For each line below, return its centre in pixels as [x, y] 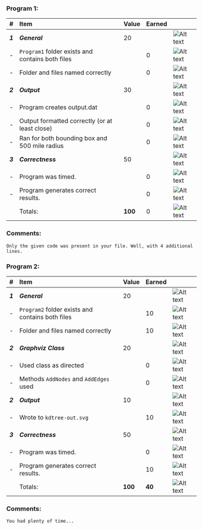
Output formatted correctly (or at [66, 121]
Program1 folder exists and [56, 51]
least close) [36, 129]
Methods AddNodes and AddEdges [64, 378]
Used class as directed [52, 365]
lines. [14, 251]
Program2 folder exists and [56, 309]
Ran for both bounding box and [63, 138]
